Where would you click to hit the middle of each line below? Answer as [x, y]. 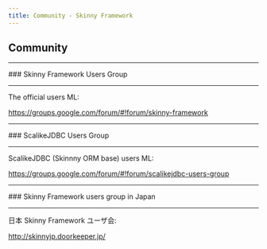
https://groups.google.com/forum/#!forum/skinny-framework [108, 113]
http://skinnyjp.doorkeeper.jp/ [57, 236]
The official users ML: [44, 97]
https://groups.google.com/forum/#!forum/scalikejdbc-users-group [119, 174]
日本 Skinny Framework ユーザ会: [62, 220]
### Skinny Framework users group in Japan [82, 196]
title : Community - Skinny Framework [71, 16]
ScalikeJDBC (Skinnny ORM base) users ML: [81, 158]
